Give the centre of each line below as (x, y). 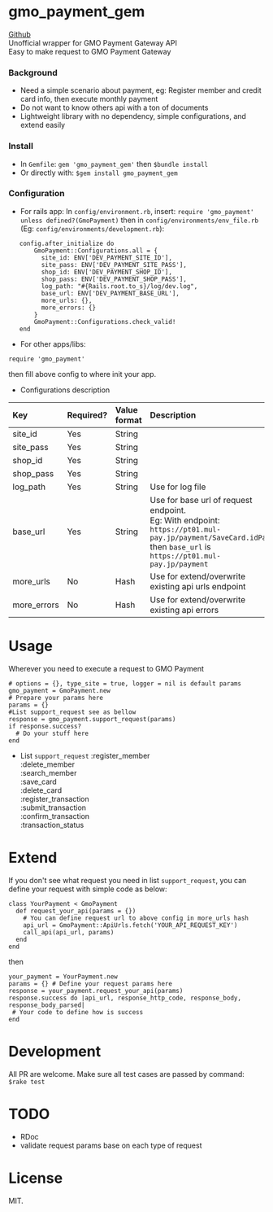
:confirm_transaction (55, 816)
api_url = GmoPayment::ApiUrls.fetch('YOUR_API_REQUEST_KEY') (130, 925)
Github (19, 34)
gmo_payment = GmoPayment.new (60, 690)
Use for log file (178, 487)
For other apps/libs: (53, 343)
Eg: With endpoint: (185, 520)
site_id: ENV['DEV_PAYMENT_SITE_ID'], (107, 258)
